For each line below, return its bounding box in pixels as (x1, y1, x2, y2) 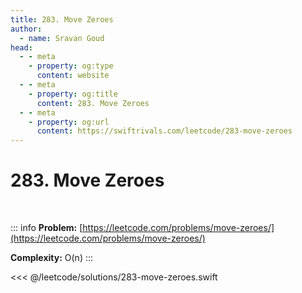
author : (10, 24, 43, 34)
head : (10, 42, 33, 53)
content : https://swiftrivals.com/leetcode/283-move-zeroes (36, 126, 293, 136)
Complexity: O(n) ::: (10, 252, 94, 264)
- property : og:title (28, 89, 118, 99)
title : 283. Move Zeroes (10, 14, 114, 25)
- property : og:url (28, 117, 110, 127)
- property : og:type (28, 61, 114, 71)
